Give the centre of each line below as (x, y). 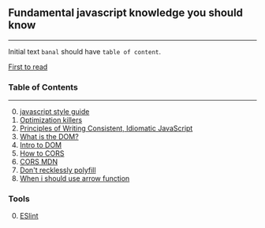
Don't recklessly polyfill (58, 170)
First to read (28, 67)
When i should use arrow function (75, 178)
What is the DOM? (49, 137)
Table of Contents (43, 87)
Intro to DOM (41, 145)
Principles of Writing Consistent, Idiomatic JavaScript (106, 128)
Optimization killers (51, 120)
